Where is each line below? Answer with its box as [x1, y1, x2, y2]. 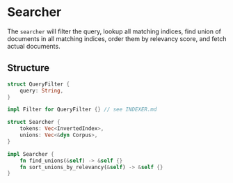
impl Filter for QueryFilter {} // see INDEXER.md [7, 106, 157, 113]
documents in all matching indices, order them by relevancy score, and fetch [7, 34, 227, 42]
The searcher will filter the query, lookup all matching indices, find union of [7, 27, 221, 35]
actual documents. [7, 42, 61, 50]
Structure [7, 62, 50, 74]
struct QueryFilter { [7, 81, 70, 88]
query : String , [19, 87, 64, 94]
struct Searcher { [7, 119, 61, 126]
